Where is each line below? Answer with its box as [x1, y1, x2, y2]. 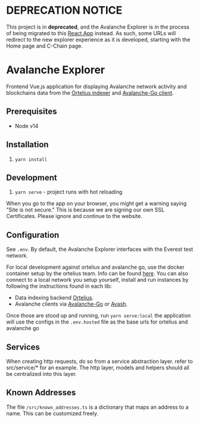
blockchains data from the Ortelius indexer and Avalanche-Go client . [6, 89, 174, 96]
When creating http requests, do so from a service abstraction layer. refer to [6, 357, 193, 365]
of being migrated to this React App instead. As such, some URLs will [6, 29, 176, 36]
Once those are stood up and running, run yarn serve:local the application [6, 312, 191, 319]
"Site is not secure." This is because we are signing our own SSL [6, 206, 165, 213]
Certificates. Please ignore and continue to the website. [6, 213, 143, 220]
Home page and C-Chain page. [6, 42, 83, 49]
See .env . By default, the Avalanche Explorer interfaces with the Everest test [6, 245, 194, 253]
